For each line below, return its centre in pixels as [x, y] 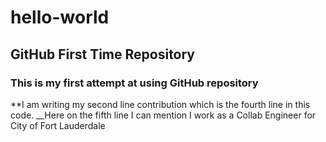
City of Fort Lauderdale [58, 125]
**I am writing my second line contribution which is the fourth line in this [160, 104]
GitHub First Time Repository [103, 54]
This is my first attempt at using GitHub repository [134, 83]
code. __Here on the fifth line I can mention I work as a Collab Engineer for [163, 115]
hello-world [60, 17]
